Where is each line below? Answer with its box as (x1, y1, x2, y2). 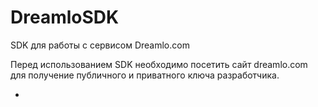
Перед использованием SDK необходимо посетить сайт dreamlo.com (10, 58, 308, 70)
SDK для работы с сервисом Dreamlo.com (10, 39, 190, 51)
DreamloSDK (10, 6, 120, 29)
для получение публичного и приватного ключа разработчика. (10, 69, 280, 81)
